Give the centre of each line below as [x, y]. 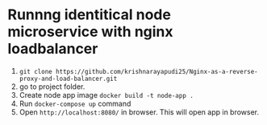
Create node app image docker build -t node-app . [106, 95]
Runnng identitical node [89, 15]
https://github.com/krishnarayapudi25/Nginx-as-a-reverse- [157, 71]
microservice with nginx [91, 32]
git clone [36, 71]
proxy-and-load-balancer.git [68, 79]
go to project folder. [52, 87]
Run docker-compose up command [75, 103]
